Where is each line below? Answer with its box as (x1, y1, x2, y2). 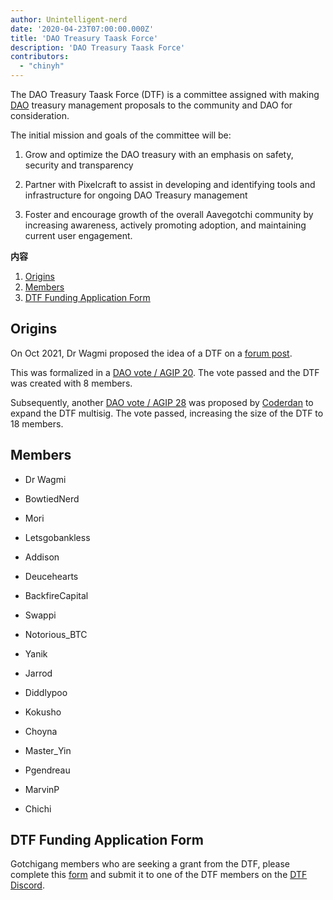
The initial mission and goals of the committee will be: (10, 129, 232, 141)
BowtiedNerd (24, 492, 80, 505)
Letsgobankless (24, 531, 91, 543)
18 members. (10, 417, 64, 430)
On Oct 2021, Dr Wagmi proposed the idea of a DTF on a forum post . (10, 347, 293, 359)
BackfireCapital (24, 589, 89, 601)
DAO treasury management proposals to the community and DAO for (10, 99, 293, 111)
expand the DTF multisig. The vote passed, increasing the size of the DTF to (10, 407, 324, 419)
